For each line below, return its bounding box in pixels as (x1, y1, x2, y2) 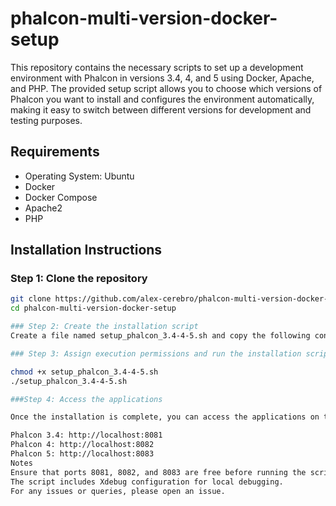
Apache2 (24, 202, 63, 214)
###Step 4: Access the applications (10, 394, 163, 404)
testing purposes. (10, 114, 83, 126)
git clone (10, 294, 52, 304)
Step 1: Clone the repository (10, 272, 148, 286)
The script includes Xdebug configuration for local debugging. (10, 477, 284, 487)
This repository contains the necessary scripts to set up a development (10, 61, 304, 73)
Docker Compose (24, 191, 98, 203)
